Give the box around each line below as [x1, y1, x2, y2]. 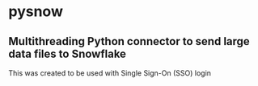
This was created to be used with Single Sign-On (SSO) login [8, 68, 212, 78]
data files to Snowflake [8, 47, 127, 60]
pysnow [8, 2, 63, 21]
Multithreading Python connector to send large [8, 35, 251, 48]
